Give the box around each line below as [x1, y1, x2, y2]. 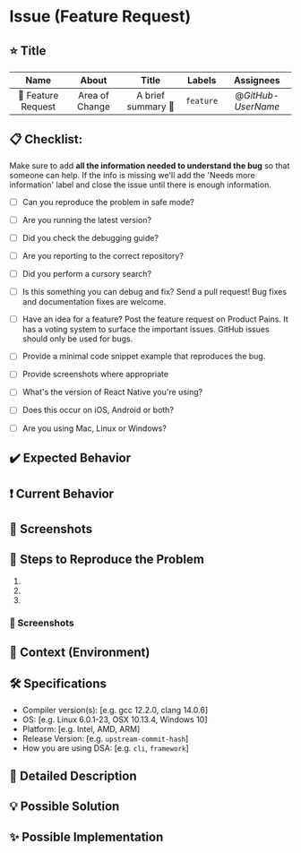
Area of [77, 90, 109, 101]
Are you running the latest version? [21, 214, 152, 225]
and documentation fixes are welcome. [21, 297, 167, 307]
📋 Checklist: [9, 132, 83, 147]
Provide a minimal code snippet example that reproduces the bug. [21, 351, 266, 362]
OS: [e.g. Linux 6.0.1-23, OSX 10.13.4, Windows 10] [21, 714, 208, 725]
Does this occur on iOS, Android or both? [21, 405, 175, 416]
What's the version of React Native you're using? [21, 387, 203, 398]
